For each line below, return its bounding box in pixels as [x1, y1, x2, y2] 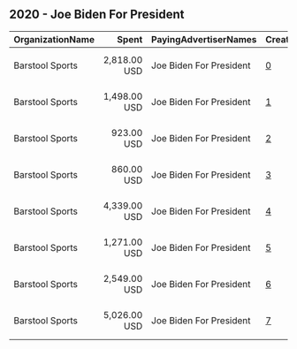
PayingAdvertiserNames [151, 33, 257, 45]
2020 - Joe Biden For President [9, 7, 185, 22]
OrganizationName [13, 33, 95, 45]
